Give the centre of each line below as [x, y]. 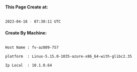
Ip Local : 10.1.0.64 [29, 66]
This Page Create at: [27, 7]
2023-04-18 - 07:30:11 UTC [33, 22]
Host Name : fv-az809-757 [32, 48]
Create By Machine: [26, 33]
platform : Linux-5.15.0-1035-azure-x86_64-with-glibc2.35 [69, 57]
